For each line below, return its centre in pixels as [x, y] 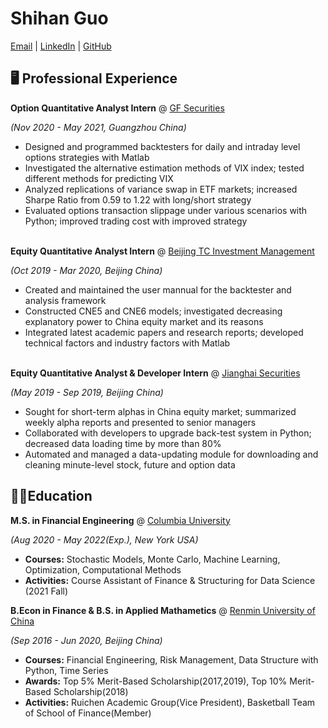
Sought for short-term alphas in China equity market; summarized [160, 411]
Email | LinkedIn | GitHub [61, 46]
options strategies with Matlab [87, 157]
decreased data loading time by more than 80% [123, 443]
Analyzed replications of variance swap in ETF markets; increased [161, 189]
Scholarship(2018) [91, 691]
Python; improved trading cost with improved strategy [136, 221]
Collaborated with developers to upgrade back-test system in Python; [168, 433]
